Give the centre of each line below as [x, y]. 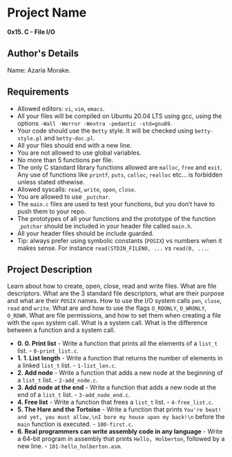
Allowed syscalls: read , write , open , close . [76, 189]
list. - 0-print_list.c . [48, 351]
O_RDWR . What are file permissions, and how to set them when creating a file [114, 315]
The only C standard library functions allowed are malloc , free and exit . [119, 167]
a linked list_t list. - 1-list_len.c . [67, 366]
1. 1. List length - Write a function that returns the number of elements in [120, 358]
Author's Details [43, 54]
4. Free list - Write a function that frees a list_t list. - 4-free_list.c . [115, 402]
